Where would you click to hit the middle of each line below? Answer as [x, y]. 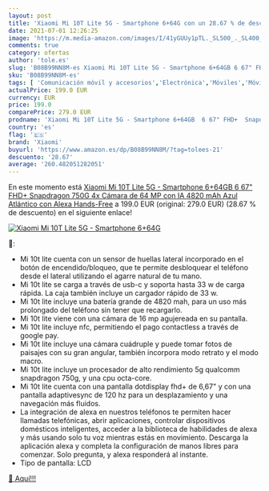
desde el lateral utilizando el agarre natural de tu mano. [111, 276]
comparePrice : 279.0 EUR [50, 113]
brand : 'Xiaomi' [35, 142]
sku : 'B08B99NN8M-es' [44, 75]
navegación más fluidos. [60, 404]
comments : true [34, 46]
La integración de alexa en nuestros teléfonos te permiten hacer [125, 412]
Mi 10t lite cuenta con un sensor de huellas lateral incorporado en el [132, 259]
